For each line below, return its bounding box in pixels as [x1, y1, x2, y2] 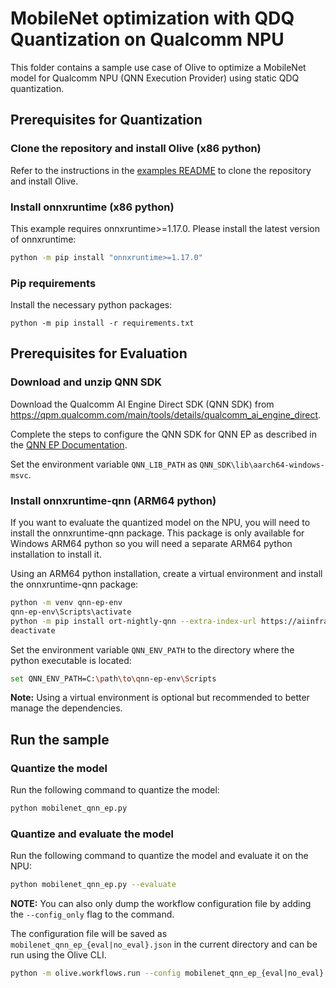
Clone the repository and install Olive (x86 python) [10, 142, 262, 156]
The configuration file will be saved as [10, 928, 168, 940]
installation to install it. [10, 548, 102, 561]
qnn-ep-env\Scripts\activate [10, 607, 132, 617]
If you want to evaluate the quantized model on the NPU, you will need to [10, 517, 311, 529]
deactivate [10, 625, 56, 636]
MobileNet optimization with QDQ [10, 7, 295, 30]
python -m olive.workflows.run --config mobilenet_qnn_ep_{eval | [10, 968, 288, 979]
